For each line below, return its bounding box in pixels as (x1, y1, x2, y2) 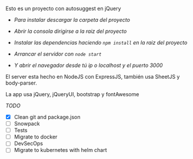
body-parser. (5, 79, 38, 86)
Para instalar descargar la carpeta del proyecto (14, 16, 131, 23)
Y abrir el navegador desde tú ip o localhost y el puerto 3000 (14, 62, 163, 69)
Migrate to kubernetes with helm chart (14, 147, 107, 154)
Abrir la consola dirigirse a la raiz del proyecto (14, 28, 127, 35)
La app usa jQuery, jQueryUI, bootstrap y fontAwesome (5, 91, 139, 97)
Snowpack (14, 120, 40, 127)
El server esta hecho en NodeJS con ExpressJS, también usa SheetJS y (5, 73, 180, 80)
